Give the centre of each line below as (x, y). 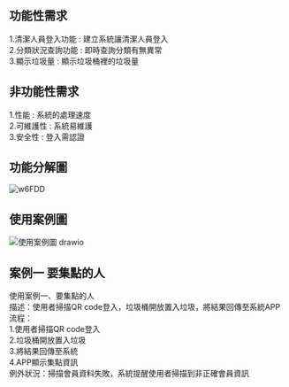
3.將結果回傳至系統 (44, 352)
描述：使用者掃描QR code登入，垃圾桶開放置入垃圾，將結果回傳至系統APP (145, 307)
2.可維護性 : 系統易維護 (51, 126)
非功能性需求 (44, 92)
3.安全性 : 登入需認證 (47, 136)
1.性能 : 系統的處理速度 (50, 114)
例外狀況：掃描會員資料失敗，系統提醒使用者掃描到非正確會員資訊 (129, 374)
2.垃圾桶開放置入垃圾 (48, 340)
